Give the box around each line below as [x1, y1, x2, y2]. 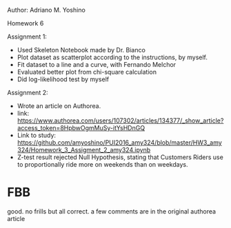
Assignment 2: [7, 89, 48, 96]
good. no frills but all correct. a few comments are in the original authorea [7, 207, 216, 216]
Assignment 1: [7, 32, 47, 41]
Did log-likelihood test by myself [17, 75, 109, 83]
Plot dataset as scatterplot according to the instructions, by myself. [17, 53, 208, 61]
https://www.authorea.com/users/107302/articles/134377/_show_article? [17, 116, 224, 125]
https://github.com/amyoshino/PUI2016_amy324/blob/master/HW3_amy [17, 138, 222, 147]
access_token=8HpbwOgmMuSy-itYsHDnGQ [17, 124, 145, 132]
